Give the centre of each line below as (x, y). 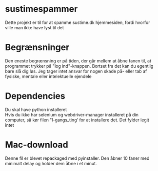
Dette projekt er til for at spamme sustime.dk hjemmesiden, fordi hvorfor (78, 22)
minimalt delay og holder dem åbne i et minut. (51, 163)
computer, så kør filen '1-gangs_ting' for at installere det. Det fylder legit (77, 120)
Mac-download (37, 145)
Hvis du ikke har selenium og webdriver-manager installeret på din (72, 114)
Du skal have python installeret (36, 109)
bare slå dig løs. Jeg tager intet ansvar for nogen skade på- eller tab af (76, 71)
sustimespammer (41, 9)
